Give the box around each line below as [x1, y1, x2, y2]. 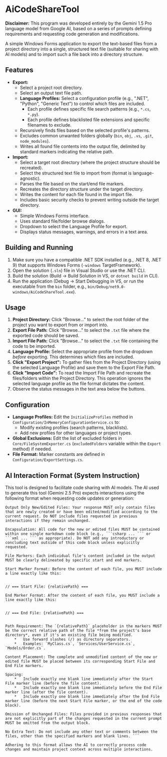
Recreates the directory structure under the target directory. [19, 186, 144, 192]
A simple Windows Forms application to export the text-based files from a [5, 40, 157, 46]
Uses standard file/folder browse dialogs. [19, 218, 105, 224]
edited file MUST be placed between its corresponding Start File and [5, 659, 155, 664]
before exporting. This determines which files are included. [12, 354, 134, 360]
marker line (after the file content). [5, 690, 88, 695]
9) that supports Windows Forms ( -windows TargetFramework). [12, 262, 141, 268]
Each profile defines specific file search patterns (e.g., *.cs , [27, 106, 151, 112]
